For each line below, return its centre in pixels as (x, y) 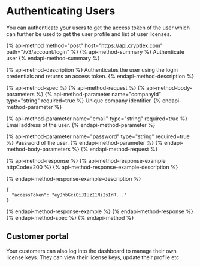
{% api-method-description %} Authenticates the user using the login (92, 69)
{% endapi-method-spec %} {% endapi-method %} (70, 217)
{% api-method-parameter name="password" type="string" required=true (98, 136)
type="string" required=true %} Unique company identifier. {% (84, 101)
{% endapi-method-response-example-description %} (74, 178)
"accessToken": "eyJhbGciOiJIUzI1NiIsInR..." (69, 195)
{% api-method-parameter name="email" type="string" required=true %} (97, 119)
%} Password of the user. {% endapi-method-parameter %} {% (84, 142)
